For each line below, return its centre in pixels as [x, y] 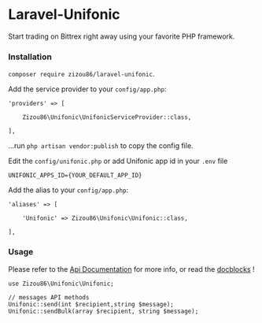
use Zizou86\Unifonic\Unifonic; [61, 284]
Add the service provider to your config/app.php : [87, 89]
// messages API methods [49, 297]
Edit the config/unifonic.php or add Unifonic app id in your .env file [118, 161]
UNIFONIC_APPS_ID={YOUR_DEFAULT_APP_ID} [76, 176]
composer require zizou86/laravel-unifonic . [81, 74]
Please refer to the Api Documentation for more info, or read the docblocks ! [131, 269]
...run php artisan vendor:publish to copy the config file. [101, 146]
